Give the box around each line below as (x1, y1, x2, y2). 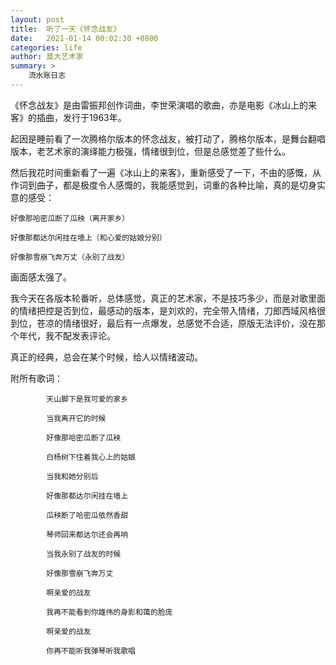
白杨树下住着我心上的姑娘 (46, 452, 136, 462)
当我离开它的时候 (46, 413, 107, 423)
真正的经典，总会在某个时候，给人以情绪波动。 (10, 351, 203, 363)
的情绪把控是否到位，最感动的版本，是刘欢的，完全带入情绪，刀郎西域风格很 (10, 304, 326, 316)
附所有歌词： (10, 372, 63, 384)
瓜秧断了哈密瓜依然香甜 (46, 510, 129, 520)
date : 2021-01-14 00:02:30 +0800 (10, 33, 159, 43)
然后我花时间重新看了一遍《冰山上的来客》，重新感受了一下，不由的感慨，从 (10, 166, 322, 178)
